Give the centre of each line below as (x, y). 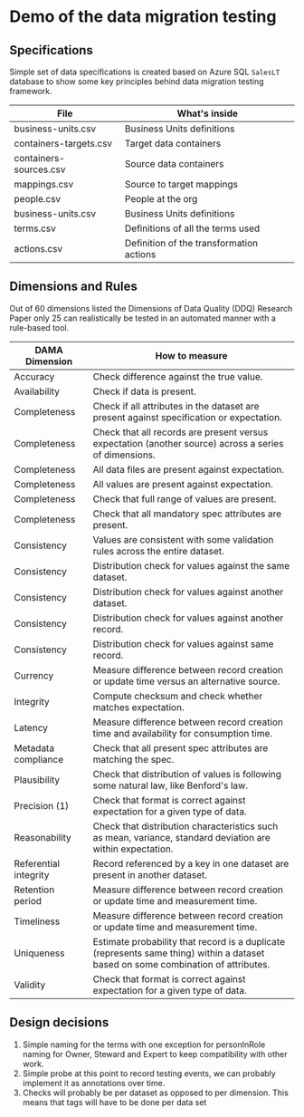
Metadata (34, 747)
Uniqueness (39, 953)
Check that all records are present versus (180, 432)
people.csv (38, 199)
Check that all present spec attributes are (180, 747)
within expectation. (133, 849)
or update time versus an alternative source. (186, 681)
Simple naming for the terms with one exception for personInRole (144, 1045)
